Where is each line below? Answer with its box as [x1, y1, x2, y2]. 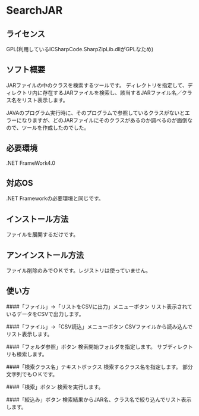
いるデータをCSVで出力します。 [6, 310, 84, 317]
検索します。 [16, 351, 48, 358]
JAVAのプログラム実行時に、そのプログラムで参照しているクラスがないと [6, 109, 185, 116]
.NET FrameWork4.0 [6, 159, 55, 167]
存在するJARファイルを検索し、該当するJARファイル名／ [42, 89, 182, 96]
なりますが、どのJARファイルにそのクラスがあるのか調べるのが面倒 [21, 117, 188, 124]
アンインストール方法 [6, 250, 84, 260]
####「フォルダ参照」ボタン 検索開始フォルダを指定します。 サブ [6, 343, 168, 350]
